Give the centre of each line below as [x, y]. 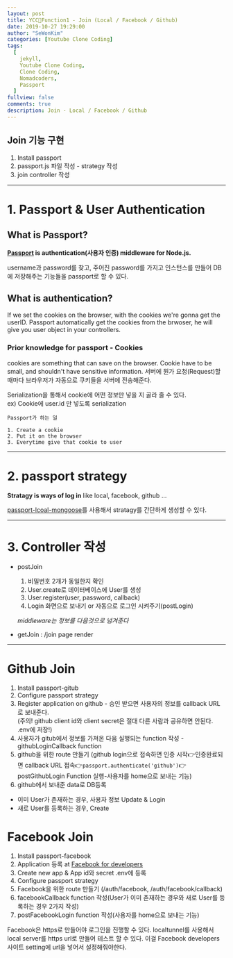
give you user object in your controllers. [64, 330]
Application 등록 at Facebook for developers [80, 864]
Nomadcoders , [38, 78]
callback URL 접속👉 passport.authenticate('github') [102, 766]
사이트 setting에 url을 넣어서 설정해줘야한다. [67, 947]
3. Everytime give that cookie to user [65, 442]
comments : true [29, 104]
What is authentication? [60, 298]
